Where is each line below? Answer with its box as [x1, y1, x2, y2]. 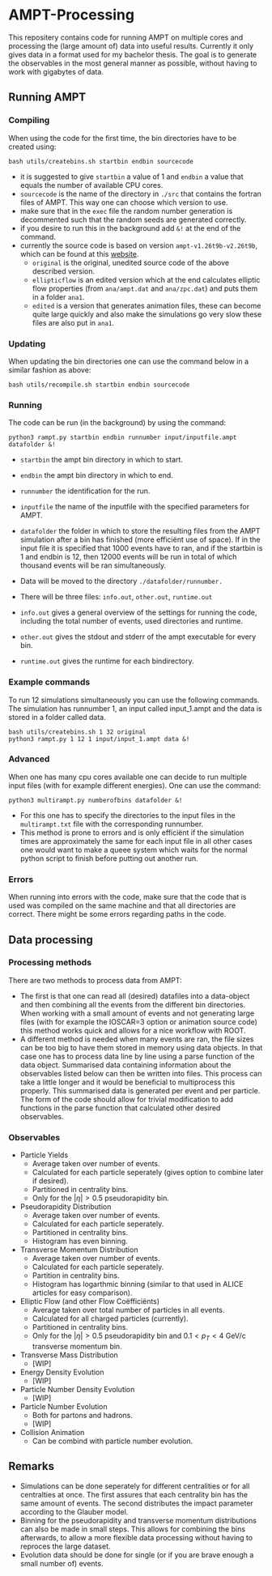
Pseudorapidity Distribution [19, 1202, 112, 1212]
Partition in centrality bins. [32, 1271, 120, 1280]
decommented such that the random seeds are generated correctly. [19, 215, 247, 224]
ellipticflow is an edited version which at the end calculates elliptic [32, 275, 261, 284]
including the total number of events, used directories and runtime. [19, 616, 244, 626]
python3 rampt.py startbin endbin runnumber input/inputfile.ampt [8, 433, 237, 442]
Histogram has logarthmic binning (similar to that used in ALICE [32, 1280, 244, 1289]
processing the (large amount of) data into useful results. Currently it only [8, 40, 253, 50]
